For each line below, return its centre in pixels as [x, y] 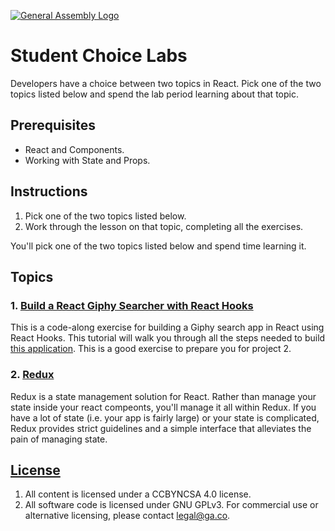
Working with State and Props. [87, 160]
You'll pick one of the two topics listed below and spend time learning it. [158, 246]
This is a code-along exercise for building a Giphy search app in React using [167, 327]
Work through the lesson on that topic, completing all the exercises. [164, 226]
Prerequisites [53, 125]
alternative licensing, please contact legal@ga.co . [127, 516]
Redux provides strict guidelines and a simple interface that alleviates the [161, 428]
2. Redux [32, 375]
